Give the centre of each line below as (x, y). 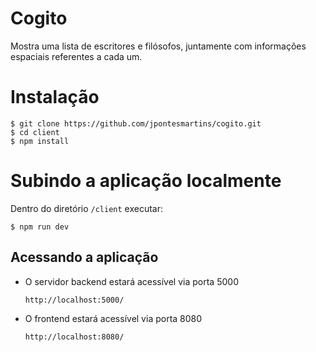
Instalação (55, 97)
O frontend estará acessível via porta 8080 (113, 318)
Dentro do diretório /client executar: (87, 208)
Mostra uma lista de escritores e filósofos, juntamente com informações (158, 46)
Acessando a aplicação (84, 257)
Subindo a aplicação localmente (146, 181)
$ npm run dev (40, 227)
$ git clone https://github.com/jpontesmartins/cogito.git (136, 123)
